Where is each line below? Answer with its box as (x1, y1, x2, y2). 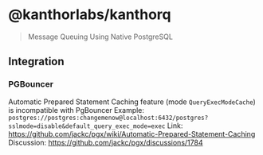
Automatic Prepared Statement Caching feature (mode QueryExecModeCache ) (8, 97, 257, 107)
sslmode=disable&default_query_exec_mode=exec (8, 122, 166, 130)
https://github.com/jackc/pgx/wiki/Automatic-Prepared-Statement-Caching (8, 129, 256, 138)
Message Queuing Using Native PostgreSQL (27, 32, 174, 41)
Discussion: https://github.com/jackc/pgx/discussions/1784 (8, 138, 203, 147)
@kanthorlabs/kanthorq (8, 6, 171, 24)
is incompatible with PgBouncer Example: (8, 105, 145, 114)
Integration (8, 55, 65, 68)
